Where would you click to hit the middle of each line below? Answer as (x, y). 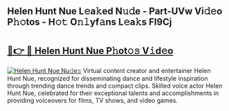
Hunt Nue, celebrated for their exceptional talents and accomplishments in (113, 93)
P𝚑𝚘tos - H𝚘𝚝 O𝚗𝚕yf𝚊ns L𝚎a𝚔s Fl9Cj (90, 22)
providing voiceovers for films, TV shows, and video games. (93, 100)
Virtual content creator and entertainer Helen (147, 71)
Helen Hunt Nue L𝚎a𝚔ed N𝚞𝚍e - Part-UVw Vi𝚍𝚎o (115, 11)
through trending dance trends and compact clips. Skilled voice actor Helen (115, 86)
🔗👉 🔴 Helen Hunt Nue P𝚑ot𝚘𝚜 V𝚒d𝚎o (90, 51)
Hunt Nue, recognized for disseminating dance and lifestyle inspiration (108, 78)
